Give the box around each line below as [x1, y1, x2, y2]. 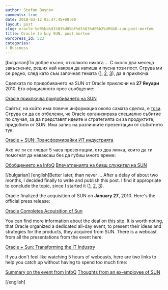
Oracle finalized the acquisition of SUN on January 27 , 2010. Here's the [5, 192, 156, 199]
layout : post [5, 21, 33, 27]
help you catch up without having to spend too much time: [5, 259, 127, 265]
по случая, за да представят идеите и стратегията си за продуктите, [5, 116, 155, 122]
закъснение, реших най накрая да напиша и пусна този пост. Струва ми [5, 65, 162, 71]
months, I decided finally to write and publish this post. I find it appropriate [5, 177, 161, 183]
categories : [5, 41, 31, 46]
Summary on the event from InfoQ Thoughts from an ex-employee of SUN [5, 269, 160, 275]
